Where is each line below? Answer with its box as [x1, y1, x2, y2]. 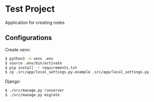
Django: [5, 79, 21, 84]
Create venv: [5, 46, 31, 52]
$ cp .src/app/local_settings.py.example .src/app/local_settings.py [5, 70, 150, 75]
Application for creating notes [5, 20, 65, 25]
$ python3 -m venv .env [5, 56, 54, 61]
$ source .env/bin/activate [5, 61, 62, 65]
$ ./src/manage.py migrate [5, 93, 60, 98]
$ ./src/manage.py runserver [5, 88, 64, 93]
